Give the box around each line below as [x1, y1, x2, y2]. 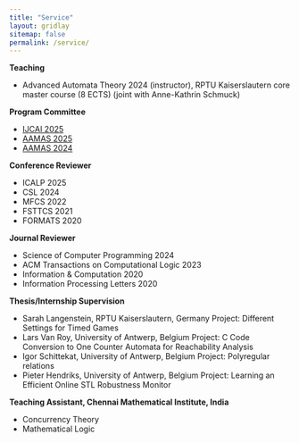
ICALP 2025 [21, 178, 67, 188]
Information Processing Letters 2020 [21, 279, 158, 289]
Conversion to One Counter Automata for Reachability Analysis [21, 341, 254, 353]
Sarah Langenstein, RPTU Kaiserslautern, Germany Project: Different [21, 313, 275, 324]
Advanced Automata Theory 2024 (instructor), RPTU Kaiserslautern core [21, 79, 290, 90]
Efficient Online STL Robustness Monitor [21, 380, 171, 390]
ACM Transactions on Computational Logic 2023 [21, 260, 203, 271]
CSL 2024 [21, 187, 60, 197]
